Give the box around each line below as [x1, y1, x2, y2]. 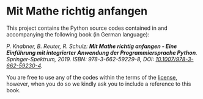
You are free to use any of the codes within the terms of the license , [6, 73, 177, 81]
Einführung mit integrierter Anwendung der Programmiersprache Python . [6, 49, 197, 56]
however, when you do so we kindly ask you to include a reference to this [6, 80, 191, 87]
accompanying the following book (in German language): [6, 30, 150, 38]
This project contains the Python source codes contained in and [6, 24, 168, 32]
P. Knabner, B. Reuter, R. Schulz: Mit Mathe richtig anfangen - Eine [6, 43, 177, 50]
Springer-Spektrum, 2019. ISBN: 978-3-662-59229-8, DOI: [6, 55, 155, 63]
